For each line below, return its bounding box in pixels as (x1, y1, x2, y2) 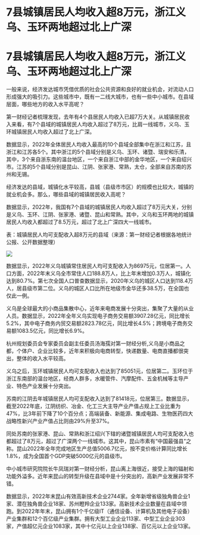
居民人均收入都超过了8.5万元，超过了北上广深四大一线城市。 (6, 218, 155, 225)
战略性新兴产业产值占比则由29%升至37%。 (6, 418, 113, 425)
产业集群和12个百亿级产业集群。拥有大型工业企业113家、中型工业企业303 (6, 515, 186, 522)
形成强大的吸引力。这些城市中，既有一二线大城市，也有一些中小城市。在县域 (6, 93, 194, 100)
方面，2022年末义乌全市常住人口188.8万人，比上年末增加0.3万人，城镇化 (11, 270, 192, 277)
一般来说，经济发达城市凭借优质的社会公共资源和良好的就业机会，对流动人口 (6, 86, 194, 93)
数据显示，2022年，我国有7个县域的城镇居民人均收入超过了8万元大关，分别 (6, 203, 192, 211)
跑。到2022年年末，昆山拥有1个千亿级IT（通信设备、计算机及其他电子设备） (6, 508, 193, 515)
